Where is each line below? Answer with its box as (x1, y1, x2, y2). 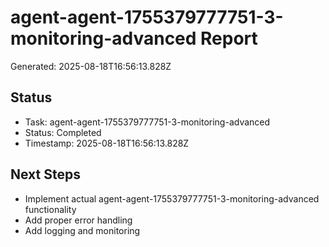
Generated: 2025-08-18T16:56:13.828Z (10, 60, 172, 72)
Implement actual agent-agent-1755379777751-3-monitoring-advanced (24, 192, 320, 205)
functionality (24, 203, 77, 215)
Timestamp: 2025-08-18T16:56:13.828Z (24, 137, 190, 149)
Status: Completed (24, 126, 102, 138)
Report (200, 27, 258, 50)
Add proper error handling (24, 214, 133, 226)
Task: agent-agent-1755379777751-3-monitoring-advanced (24, 116, 271, 128)
